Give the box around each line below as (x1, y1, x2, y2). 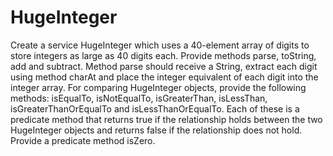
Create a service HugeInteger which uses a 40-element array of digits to (10, 39, 310, 51)
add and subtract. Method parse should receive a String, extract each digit (10, 60, 318, 72)
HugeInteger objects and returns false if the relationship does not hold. (10, 124, 303, 136)
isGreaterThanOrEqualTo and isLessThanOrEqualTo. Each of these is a (10, 102, 300, 115)
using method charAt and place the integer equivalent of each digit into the (10, 71, 319, 83)
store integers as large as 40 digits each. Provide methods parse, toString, (10, 49, 317, 61)
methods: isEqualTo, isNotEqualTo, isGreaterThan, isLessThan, (10, 92, 268, 104)
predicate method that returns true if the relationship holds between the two (10, 113, 323, 125)
